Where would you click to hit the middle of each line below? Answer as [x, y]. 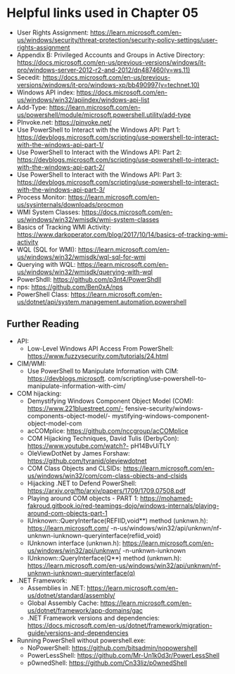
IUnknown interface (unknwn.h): [74, 543]
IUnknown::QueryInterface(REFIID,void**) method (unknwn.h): [118, 520]
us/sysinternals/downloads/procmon [70, 204]
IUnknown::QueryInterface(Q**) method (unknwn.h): [104, 558]
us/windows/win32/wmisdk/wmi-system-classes [88, 219]
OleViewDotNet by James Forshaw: [78, 453]
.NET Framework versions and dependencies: [93, 618]
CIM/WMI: [31, 363]
